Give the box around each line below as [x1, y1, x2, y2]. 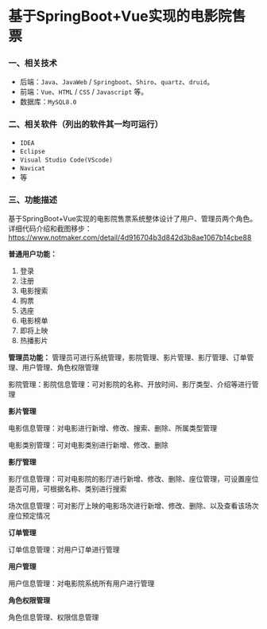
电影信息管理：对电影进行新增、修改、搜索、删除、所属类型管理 [8, 424, 217, 433]
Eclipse [19, 147, 45, 155]
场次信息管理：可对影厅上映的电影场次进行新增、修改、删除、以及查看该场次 [8, 501, 259, 510]
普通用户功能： [8, 249, 57, 259]
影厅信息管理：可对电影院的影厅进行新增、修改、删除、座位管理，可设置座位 [8, 475, 259, 484]
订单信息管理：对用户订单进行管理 [8, 545, 120, 554]
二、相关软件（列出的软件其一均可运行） [8, 119, 163, 130]
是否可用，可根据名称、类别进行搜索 [8, 484, 127, 494]
